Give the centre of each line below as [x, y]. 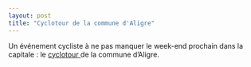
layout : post [30, 16]
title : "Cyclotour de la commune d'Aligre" [82, 23]
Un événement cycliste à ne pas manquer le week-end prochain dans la [126, 45]
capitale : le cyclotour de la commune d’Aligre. [84, 54]
